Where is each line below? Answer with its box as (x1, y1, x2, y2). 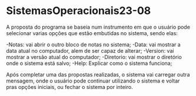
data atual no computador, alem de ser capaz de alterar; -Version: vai (6, 47, 174, 54)
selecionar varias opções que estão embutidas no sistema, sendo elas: (6, 29, 178, 36)
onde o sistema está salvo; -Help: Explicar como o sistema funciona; (6, 60, 172, 67)
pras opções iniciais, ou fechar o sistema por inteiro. (6, 83, 134, 90)
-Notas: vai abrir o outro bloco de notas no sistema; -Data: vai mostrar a (6, 41, 181, 48)
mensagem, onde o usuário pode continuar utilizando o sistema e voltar (6, 77, 180, 84)
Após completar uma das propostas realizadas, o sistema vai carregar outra (6, 71, 190, 78)
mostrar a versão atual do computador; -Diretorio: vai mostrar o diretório (6, 53, 182, 60)
